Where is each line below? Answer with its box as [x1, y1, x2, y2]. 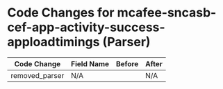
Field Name [70, 59, 110, 68]
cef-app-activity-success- [7, 19, 165, 35]
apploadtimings [7, 34, 100, 50]
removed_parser [10, 70, 65, 80]
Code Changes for [7, 5, 115, 21]
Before [115, 59, 139, 68]
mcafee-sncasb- [117, 5, 217, 21]
